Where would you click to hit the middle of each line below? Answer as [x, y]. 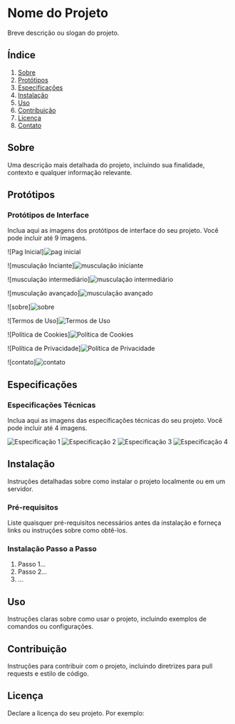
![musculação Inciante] [41, 266]
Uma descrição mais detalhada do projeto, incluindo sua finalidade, [106, 164]
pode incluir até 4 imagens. [47, 428]
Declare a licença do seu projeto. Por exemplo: [76, 713]
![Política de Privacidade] [44, 348]
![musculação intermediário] [49, 280]
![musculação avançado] [44, 293]
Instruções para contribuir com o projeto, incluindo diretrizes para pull [110, 666]
